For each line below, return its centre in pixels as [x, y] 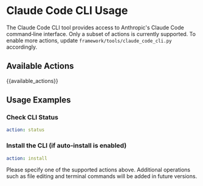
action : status [26, 130]
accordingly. [22, 47]
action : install [27, 158]
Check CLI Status [33, 118]
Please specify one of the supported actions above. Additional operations [98, 170]
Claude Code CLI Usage [67, 11]
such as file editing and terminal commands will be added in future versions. [102, 176]
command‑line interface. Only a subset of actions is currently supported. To [101, 34]
